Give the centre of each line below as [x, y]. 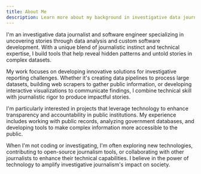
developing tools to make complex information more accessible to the [92, 127]
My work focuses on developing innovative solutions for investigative [91, 71]
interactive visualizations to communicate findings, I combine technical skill [99, 90]
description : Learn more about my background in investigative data [93, 17]
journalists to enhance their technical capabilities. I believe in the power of [98, 158]
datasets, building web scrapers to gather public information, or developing [99, 84]
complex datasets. [29, 60]
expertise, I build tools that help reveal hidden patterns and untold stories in [99, 53]
